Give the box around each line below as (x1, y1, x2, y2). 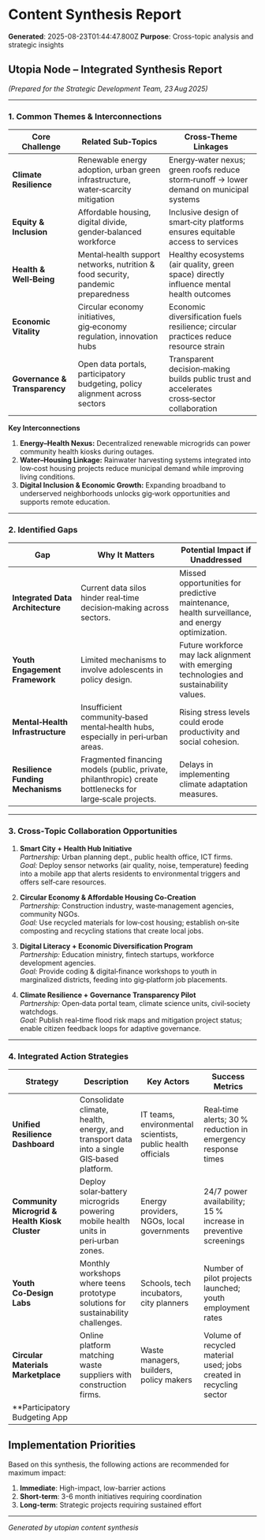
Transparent (168, 353, 215, 364)
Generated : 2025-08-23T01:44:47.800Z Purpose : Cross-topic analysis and (8, 32, 254, 41)
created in (203, 1369, 241, 1380)
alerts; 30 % (203, 1114, 248, 1125)
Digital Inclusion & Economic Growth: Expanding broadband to (19, 480, 226, 490)
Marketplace (12, 1369, 61, 1380)
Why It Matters (97, 550, 155, 561)
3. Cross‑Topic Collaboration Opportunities (8, 826, 177, 837)
